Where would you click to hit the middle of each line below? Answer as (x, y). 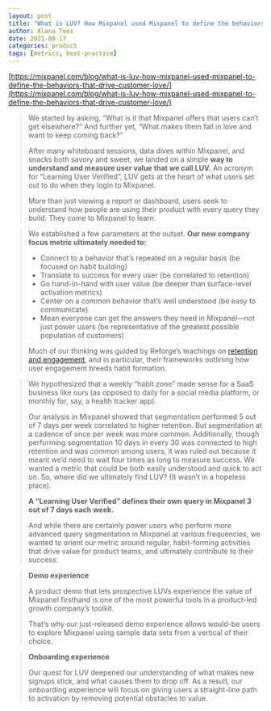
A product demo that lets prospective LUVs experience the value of (140, 591)
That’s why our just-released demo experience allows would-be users (144, 624)
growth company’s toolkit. (71, 608)
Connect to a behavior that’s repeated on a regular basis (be (140, 258)
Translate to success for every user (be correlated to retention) (145, 275)
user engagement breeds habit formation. (97, 368)
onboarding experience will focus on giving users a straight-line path (142, 690)
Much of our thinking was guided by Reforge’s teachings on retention (143, 351)
